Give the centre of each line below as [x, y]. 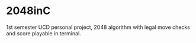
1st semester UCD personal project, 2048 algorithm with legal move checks [98, 27]
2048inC [28, 11]
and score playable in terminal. [44, 33]
